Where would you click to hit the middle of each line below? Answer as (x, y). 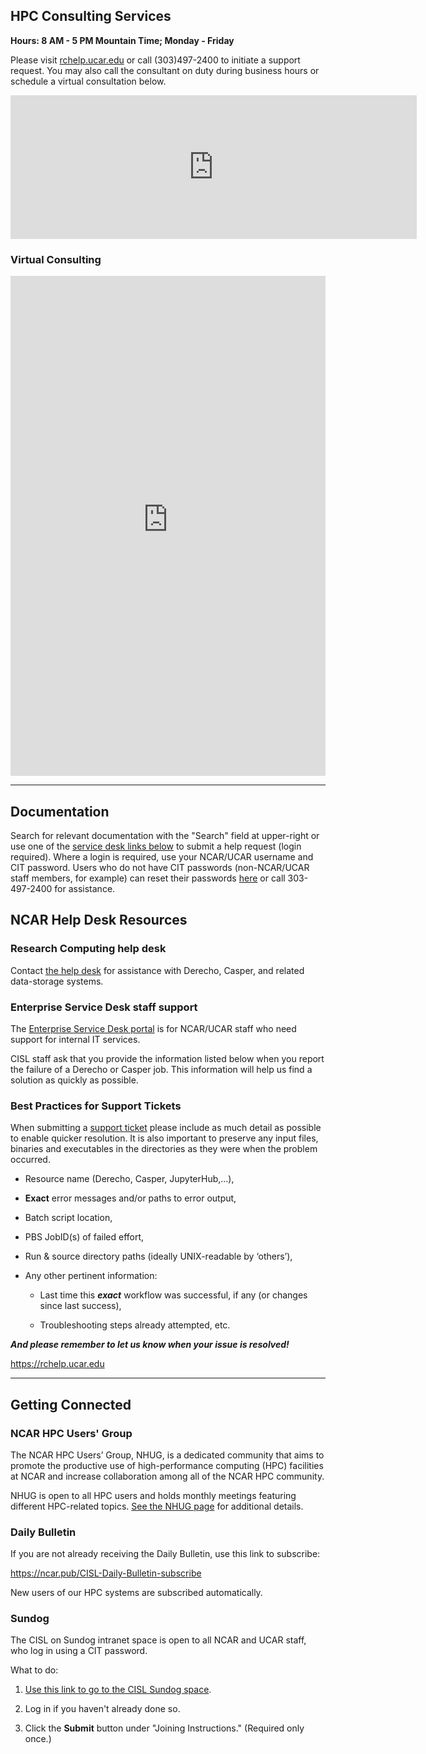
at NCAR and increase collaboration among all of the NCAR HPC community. (167, 1476)
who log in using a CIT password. (79, 1651)
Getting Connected (71, 1404)
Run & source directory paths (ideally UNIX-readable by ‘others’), (158, 1256)
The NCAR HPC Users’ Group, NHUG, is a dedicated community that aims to (167, 1455)
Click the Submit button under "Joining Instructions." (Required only (164, 1728)
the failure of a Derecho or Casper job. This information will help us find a (161, 1069)
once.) (38, 1739)
